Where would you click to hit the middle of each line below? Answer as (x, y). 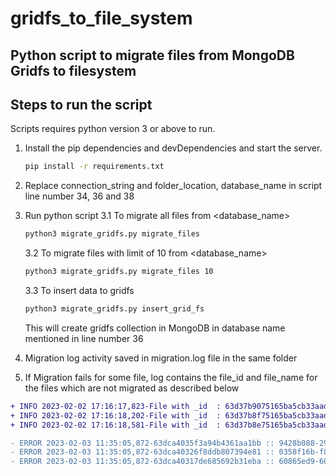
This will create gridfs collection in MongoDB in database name (155, 328)
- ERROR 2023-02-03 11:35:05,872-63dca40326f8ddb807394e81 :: (142, 452)
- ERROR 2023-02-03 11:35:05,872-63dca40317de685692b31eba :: (142, 462)
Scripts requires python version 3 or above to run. (113, 129)
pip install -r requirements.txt (94, 167)
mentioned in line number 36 (84, 338)
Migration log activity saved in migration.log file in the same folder (161, 358)
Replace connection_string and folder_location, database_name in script (173, 186)
